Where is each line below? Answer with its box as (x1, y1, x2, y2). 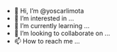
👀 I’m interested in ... (13, 14, 74, 22)
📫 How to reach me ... (13, 37, 80, 45)
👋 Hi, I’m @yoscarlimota (13, 7, 84, 15)
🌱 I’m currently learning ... (13, 22, 90, 30)
